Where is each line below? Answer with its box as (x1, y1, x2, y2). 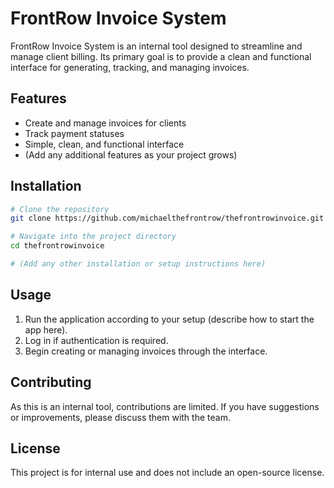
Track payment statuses (24, 127, 125, 139)
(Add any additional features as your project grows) (24, 148, 238, 161)
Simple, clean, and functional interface (24, 138, 185, 150)
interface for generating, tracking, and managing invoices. (10, 61, 250, 73)
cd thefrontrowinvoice (10, 241, 105, 251)
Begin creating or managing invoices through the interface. (24, 345, 268, 357)
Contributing (10, 374, 92, 391)
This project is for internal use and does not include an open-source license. (10, 467, 325, 479)
